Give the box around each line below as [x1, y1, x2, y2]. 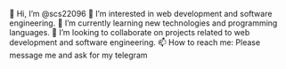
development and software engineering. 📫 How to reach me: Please [9, 37, 261, 48]
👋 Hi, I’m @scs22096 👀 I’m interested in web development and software [9, 9, 273, 19]
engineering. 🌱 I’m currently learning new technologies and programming [9, 18, 278, 28]
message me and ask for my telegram [9, 50, 149, 60]
